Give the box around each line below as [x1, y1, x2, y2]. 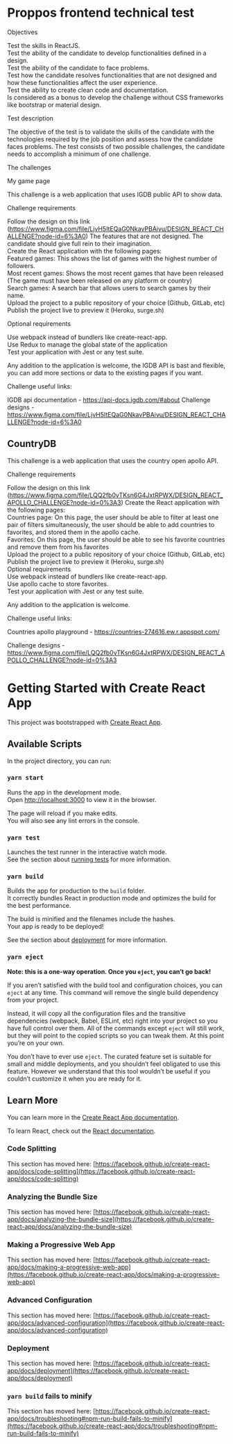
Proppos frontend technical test [7, 5, 195, 21]
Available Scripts [7, 738, 82, 750]
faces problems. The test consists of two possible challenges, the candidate [7, 142, 225, 150]
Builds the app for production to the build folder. [7, 886, 146, 895]
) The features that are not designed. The [85, 232, 203, 240]
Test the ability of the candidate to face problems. [7, 63, 150, 72]
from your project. [7, 996, 59, 1004]
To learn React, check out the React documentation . [7, 1127, 156, 1135]
